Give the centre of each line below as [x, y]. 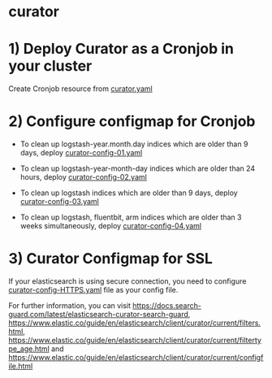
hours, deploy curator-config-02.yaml [84, 177]
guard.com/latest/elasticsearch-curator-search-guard [99, 314]
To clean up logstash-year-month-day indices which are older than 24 [138, 168]
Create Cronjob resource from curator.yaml [80, 89]
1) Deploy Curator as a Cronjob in [121, 49]
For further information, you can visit [70, 306]
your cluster [50, 66]
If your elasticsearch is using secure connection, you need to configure [127, 281]
